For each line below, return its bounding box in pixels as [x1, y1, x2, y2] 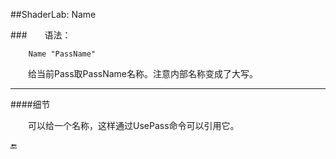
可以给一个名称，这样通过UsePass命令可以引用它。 [28, 120, 240, 131]
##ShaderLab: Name [10, 9, 97, 20]
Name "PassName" [28, 49, 97, 59]
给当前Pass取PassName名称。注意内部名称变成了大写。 [28, 68, 258, 79]
